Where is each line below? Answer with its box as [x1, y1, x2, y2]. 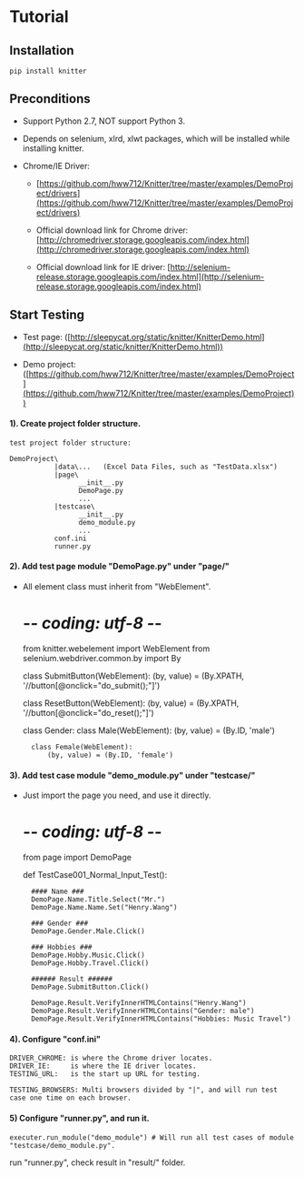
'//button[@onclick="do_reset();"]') [22, 707, 154, 718]
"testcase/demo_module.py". [9, 1141, 116, 1150]
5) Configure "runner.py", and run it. [9, 1112, 150, 1123]
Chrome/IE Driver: [22, 160, 91, 171]
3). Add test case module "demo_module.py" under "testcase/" [9, 770, 256, 780]
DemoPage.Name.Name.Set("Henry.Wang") [31, 903, 178, 912]
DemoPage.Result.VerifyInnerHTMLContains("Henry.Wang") [31, 999, 247, 1008]
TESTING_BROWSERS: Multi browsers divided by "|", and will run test [9, 1085, 279, 1095]
